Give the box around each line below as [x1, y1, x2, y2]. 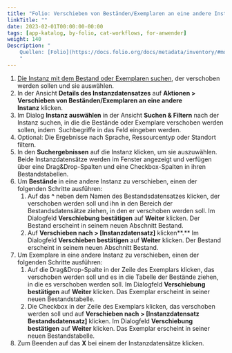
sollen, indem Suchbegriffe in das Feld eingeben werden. [17, 125, 182, 134]
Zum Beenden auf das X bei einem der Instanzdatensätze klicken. [17, 338, 205, 347]
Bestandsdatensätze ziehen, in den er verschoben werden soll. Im [27, 206, 215, 215]
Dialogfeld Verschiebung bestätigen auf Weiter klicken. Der [27, 214, 200, 222]
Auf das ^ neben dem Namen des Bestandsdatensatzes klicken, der [27, 192, 220, 200]
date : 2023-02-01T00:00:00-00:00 [7, 23, 104, 30]
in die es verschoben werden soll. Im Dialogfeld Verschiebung [27, 280, 206, 288]
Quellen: [19, 49, 45, 56]
